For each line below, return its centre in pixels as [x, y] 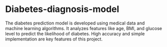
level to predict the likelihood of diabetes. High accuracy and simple [75, 33]
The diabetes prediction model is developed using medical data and [75, 23]
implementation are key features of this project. [54, 39]
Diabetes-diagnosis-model [62, 9]
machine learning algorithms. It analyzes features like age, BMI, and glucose [84, 28]
